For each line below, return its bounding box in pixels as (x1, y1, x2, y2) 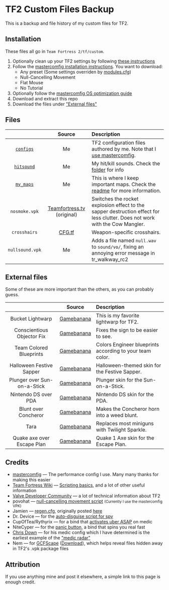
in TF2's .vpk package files (12, 546, 69, 552)
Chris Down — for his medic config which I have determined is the (12, 529, 150, 535)
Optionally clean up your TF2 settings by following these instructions (12, 58, 155, 64)
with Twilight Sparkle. (96, 426, 147, 434)
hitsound (14, 164, 35, 170)
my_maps (15, 181, 34, 187)
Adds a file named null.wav (91, 237, 157, 244)
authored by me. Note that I (91, 145, 156, 152)
